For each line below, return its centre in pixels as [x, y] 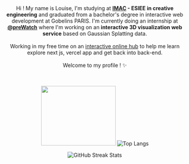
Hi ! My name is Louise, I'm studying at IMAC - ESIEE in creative [95, 8]
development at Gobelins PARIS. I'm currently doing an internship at [95, 21]
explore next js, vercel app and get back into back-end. [95, 52]
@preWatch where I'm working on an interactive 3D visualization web [95, 27]
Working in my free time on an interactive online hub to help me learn [95, 46]
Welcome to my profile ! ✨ [95, 65]
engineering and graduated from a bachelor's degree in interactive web [95, 15]
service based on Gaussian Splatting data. [94, 33]
